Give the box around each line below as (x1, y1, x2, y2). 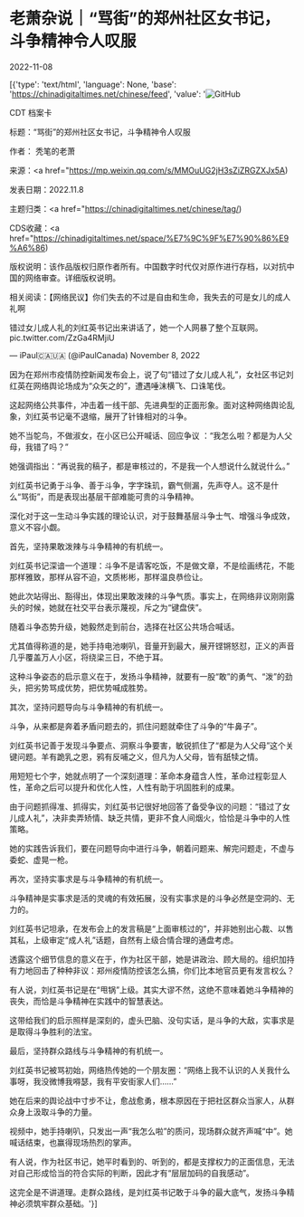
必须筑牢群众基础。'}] (16, 1198, 98, 1209)
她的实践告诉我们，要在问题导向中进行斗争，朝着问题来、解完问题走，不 (9, 842, 279, 853)
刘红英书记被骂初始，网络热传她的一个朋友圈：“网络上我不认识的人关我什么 (9, 1064, 291, 1075)
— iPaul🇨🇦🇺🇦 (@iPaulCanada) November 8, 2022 (9, 349, 201, 360)
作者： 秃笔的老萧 (9, 146, 75, 157)
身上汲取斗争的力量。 (16, 1106, 97, 1117)
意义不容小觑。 (9, 521, 65, 532)
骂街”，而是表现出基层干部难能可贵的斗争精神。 (21, 490, 199, 502)
